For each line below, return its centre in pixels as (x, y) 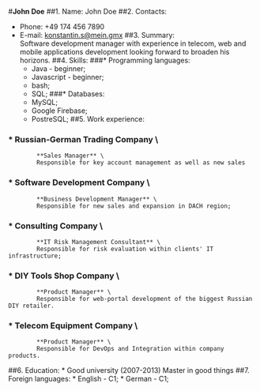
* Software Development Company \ (79, 182)
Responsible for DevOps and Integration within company (130, 349)
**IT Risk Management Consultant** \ (98, 242)
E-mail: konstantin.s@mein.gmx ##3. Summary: (97, 35)
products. (24, 356)
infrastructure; (35, 256)
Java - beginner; (58, 69)
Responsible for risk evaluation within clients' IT (125, 249)
